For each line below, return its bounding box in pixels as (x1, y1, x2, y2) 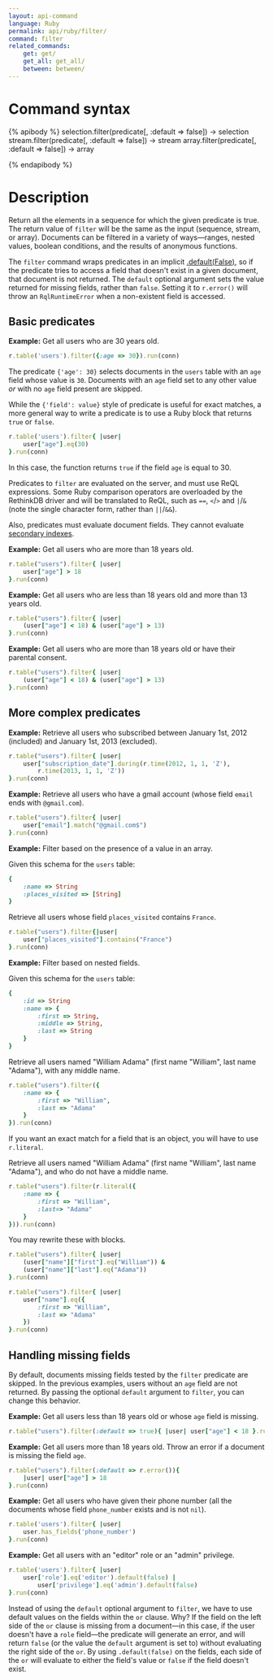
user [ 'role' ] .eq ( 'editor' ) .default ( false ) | (23, 1574, 176, 1582)
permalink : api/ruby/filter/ (8, 27, 107, 35)
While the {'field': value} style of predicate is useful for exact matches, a (8, 400, 262, 410)
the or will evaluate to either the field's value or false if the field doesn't (8, 1655, 249, 1665)
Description (8, 188, 89, 206)
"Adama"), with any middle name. (8, 1066, 120, 1075)
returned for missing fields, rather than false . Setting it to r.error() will (8, 282, 248, 293)
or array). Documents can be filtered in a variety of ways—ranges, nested (8, 232, 255, 242)
